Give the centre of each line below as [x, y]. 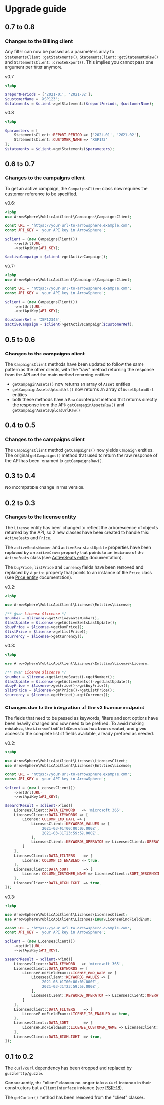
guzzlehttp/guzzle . [24, 1073]
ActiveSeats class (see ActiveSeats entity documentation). [64, 558]
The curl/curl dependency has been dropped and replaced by [68, 1068]
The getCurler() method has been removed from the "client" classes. [75, 1097]
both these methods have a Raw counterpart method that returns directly [84, 399]
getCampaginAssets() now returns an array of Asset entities [71, 384]
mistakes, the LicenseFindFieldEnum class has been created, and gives [76, 729]
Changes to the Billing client [39, 41]
